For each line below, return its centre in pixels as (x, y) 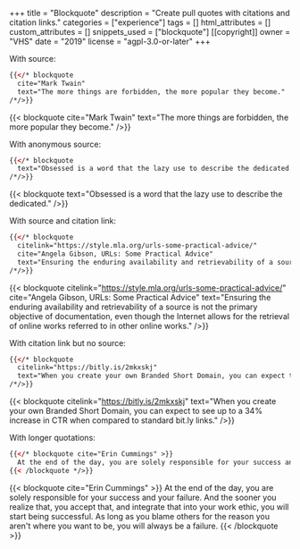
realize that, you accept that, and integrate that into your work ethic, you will (149, 507)
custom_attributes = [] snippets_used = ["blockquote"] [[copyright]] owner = (150, 32)
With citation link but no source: (68, 342)
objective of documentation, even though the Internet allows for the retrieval (150, 316)
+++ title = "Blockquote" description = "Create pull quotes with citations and (150, 13)
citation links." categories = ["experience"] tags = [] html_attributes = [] (140, 22)
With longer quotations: (52, 438)
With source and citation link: (63, 221)
